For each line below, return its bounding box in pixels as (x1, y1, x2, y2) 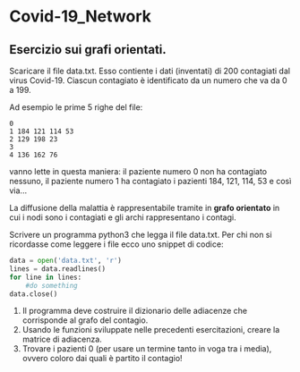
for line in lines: (9, 273, 82, 282)
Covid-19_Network (9, 6, 152, 27)
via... (9, 185, 28, 196)
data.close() (9, 289, 58, 299)
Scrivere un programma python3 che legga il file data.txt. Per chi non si (9, 230, 272, 240)
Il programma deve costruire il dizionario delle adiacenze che (21, 306, 248, 317)
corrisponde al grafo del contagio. (21, 315, 149, 325)
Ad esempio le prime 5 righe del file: (9, 102, 143, 113)
